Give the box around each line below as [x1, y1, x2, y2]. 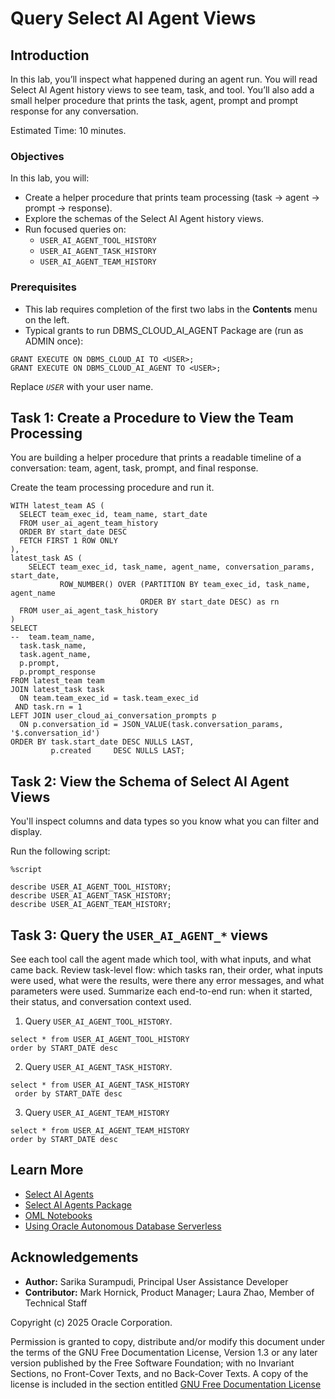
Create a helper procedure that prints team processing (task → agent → [24, 192, 320, 204]
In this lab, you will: [10, 172, 90, 184]
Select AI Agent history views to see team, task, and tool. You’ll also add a [10, 84, 315, 96]
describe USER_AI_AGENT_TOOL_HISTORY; [10, 882, 172, 892]
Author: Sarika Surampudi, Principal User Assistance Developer [24, 1275, 289, 1287]
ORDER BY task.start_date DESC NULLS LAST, [10, 737, 195, 747]
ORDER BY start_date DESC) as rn [139, 597, 280, 607]
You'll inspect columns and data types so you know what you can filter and [10, 815, 320, 827]
